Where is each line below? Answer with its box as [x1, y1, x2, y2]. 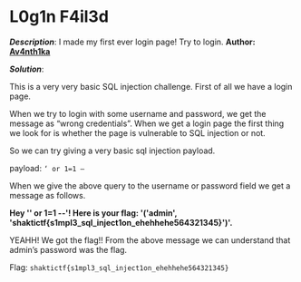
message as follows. [9, 190, 86, 200]
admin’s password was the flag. [9, 244, 128, 255]
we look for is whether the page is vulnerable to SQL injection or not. [9, 127, 266, 138]
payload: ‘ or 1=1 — [9, 162, 85, 173]
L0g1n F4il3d [9, 6, 109, 27]
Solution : [9, 63, 44, 74]
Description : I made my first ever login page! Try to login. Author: [9, 36, 256, 47]
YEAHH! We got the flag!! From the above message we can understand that [9, 234, 291, 246]
